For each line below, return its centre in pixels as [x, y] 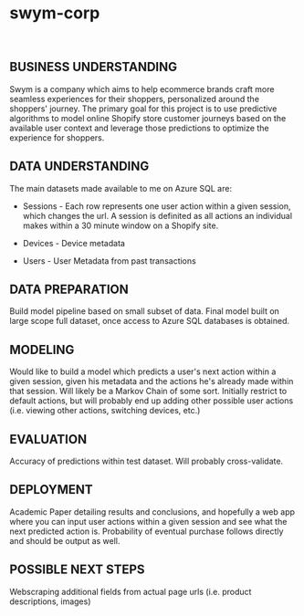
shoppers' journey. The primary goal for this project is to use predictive [143, 109]
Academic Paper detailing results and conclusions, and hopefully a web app [152, 512]
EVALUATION [48, 439]
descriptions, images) [50, 601]
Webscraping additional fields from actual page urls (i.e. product [131, 591]
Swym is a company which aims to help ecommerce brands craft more [142, 89]
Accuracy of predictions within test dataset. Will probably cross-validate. [147, 461]
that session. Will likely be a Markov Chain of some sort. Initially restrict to [148, 392]
